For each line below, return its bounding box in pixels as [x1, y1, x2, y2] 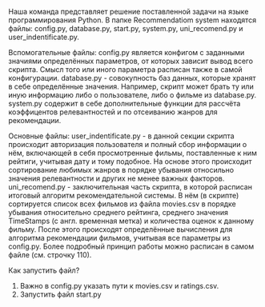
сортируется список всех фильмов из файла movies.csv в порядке [8, 199, 236, 209]
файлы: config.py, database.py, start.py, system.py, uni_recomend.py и [8, 24, 243, 33]
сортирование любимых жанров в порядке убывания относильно [8, 165, 235, 174]
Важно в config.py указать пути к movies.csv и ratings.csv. [19, 281, 219, 290]
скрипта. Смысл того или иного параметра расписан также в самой [8, 65, 243, 74]
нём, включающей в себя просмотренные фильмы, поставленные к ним [8, 148, 258, 157]
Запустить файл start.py [19, 289, 102, 299]
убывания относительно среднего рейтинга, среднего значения [8, 208, 228, 217]
